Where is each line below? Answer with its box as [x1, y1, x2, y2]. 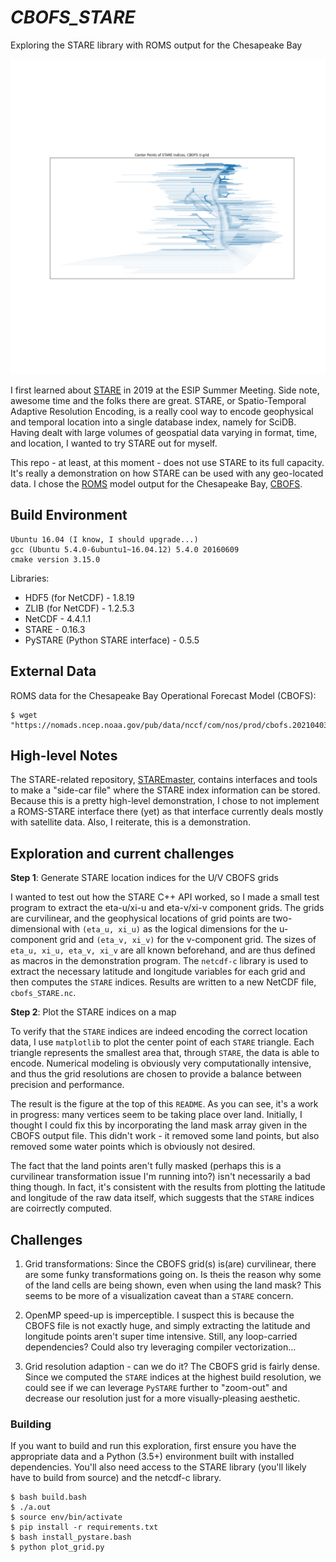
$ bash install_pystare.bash [10, 1532, 132, 1543]
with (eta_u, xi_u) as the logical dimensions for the [62, 923, 278, 935]
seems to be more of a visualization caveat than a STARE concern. [24, 1290, 294, 1301]
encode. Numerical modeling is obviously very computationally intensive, [10, 1057, 312, 1070]
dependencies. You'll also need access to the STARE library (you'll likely [10, 1461, 307, 1473]
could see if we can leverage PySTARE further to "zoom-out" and [24, 1382, 288, 1393]
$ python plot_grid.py [10, 1542, 105, 1553]
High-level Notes [10, 747, 118, 764]
